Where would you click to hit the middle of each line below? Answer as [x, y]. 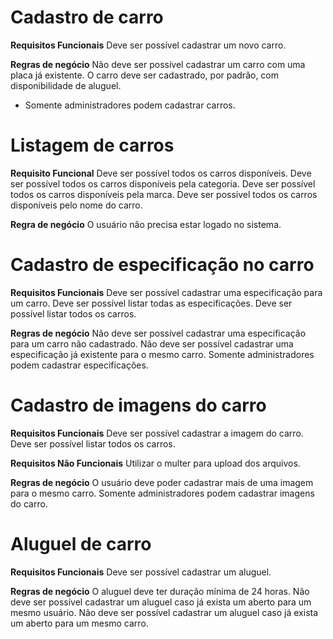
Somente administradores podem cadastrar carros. [130, 105]
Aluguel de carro [81, 543]
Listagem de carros [92, 145]
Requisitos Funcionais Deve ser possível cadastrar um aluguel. [141, 572]
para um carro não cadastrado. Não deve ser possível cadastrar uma [152, 343]
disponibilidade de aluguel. [66, 85]
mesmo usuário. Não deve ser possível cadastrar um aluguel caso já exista [164, 612]
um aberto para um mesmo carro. [79, 623]
